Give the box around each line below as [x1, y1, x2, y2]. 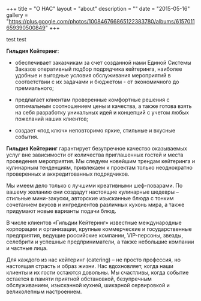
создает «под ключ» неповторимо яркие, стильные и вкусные [14, 127, 176, 134]
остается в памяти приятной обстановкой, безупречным [6, 275, 152, 282]
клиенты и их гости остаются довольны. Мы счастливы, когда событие [6, 269, 189, 276]
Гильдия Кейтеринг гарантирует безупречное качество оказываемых [6, 145, 187, 152]
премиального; [14, 85, 54, 92]
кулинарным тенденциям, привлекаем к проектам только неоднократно [6, 164, 193, 171]
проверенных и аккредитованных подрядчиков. [6, 170, 130, 177]
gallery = [6, 11, 28, 19]
